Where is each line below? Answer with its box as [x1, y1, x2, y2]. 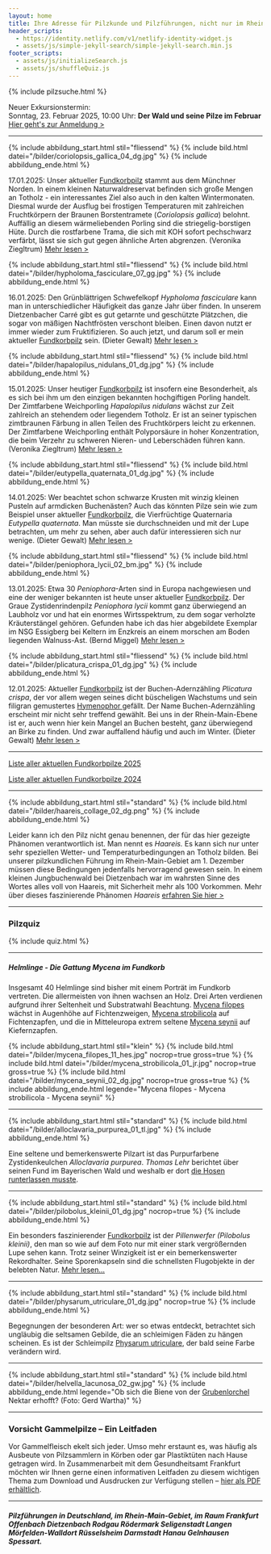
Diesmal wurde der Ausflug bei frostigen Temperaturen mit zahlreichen [8, 201, 244, 211]
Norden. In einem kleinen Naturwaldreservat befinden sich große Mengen [8, 183, 254, 194]
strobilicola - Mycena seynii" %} [8, 1093, 115, 1102]
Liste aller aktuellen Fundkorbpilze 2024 [8, 774, 142, 783]
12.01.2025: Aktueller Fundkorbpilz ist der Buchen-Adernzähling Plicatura [8, 683, 252, 693]
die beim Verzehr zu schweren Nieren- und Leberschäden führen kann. [8, 435, 246, 445]
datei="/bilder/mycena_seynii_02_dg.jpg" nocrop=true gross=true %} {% [8, 1076, 251, 1086]
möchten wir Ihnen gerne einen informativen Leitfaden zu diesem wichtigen [8, 1468, 260, 1477]
